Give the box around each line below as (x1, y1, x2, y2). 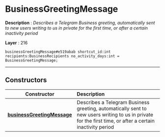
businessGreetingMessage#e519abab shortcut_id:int (5, 49, 111, 54)
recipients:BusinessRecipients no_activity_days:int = (5, 53, 120, 59)
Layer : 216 (5, 39, 28, 45)
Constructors (5, 76, 47, 84)
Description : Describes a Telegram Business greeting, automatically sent (5, 20, 155, 26)
